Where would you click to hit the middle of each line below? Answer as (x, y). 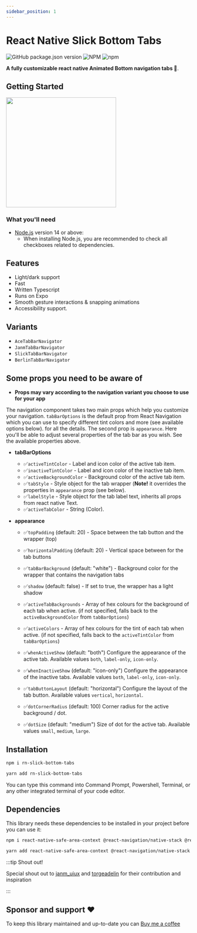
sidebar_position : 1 (31, 11)
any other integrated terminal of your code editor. (66, 791)
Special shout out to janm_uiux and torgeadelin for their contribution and (94, 874)
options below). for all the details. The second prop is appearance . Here (91, 429)
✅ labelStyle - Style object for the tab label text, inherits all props (102, 497)
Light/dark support (37, 277)
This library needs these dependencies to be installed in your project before (98, 823)
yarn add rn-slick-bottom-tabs (44, 773)
